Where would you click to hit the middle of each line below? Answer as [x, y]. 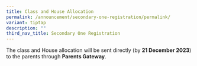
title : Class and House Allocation [50, 11]
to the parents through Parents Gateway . [56, 57]
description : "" [26, 28]
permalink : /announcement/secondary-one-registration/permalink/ [88, 17]
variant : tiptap [26, 22]
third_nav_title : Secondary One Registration [63, 34]
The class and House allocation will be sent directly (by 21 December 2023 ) [99, 50]
